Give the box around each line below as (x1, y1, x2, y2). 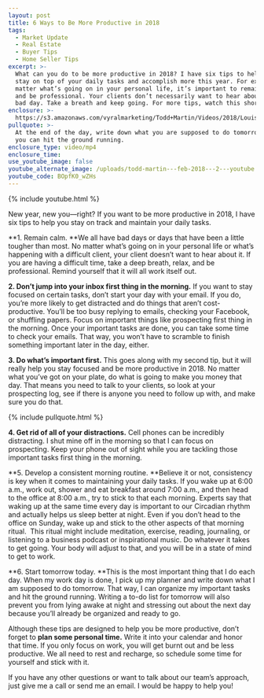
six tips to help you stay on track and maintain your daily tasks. (8, 217, 212, 227)
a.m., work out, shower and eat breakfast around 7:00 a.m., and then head (8, 485, 249, 494)
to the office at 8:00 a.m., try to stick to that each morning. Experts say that (8, 493, 252, 502)
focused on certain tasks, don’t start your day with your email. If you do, (8, 290, 241, 299)
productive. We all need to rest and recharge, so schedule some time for (8, 648, 242, 658)
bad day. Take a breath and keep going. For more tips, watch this (15, 99, 241, 107)
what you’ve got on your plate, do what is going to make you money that (8, 371, 242, 382)
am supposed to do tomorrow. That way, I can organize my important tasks (8, 583, 251, 593)
